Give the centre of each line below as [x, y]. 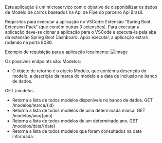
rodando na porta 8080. [29, 42]
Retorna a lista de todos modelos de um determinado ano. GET [75, 121]
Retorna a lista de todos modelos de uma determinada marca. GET [79, 110]
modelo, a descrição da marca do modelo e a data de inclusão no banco [84, 76]
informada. [23, 136]
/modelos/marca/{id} [33, 105]
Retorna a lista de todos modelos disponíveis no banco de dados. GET [82, 100]
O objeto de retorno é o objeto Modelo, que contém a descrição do [79, 71]
